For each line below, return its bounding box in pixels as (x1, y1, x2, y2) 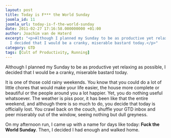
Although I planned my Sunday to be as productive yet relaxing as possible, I (5, 64, 166, 70)
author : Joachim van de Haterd (5, 31, 72, 36)
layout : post (5, 7, 33, 13)
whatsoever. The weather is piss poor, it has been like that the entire (5, 95, 149, 101)
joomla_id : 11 (5, 17, 36, 22)
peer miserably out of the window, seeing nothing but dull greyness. (5, 111, 148, 117)
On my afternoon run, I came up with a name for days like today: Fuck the (5, 121, 160, 127)
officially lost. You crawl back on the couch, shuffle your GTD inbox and (5, 106, 156, 112)
